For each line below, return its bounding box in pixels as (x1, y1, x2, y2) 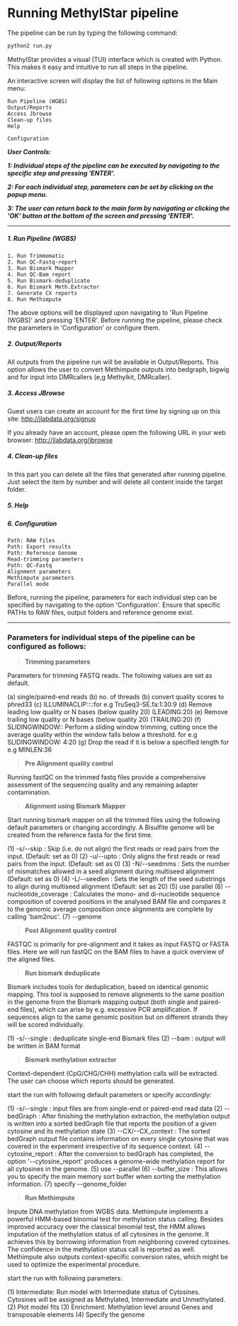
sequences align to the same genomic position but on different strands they (7, 1013, 228, 1021)
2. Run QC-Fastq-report (7, 258, 78, 266)
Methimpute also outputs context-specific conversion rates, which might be (7, 1253, 229, 1261)
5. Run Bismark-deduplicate (7, 277, 91, 284)
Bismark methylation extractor (24, 1055, 117, 1064)
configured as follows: (7, 641, 86, 651)
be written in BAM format (7, 1042, 81, 1050)
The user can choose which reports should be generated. (7, 1077, 176, 1085)
